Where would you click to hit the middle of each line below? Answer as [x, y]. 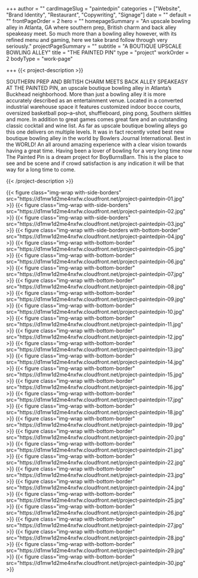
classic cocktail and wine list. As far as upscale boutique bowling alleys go [97, 126]
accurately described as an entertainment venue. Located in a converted [95, 100]
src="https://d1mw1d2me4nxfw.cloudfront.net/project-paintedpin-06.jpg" [96, 262]
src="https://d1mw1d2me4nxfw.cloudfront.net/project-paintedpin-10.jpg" [95, 312]
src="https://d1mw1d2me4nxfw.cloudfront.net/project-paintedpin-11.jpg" [95, 324]
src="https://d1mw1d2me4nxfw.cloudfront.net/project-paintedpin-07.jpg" [95, 274]
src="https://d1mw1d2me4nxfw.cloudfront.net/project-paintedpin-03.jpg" [96, 224]
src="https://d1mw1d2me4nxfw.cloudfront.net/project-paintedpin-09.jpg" [96, 299]
